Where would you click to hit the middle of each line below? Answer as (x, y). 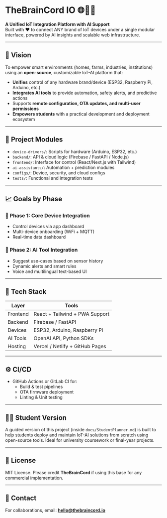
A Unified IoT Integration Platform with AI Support (57, 24)
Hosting (17, 347)
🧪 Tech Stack (26, 292)
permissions (25, 109)
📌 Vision (18, 55)
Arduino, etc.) (26, 87)
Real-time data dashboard (39, 237)
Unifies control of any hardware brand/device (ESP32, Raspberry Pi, (83, 82)
